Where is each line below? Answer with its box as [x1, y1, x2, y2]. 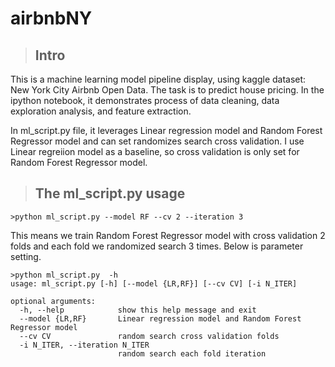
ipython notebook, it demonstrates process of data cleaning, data [10, 95, 280, 106]
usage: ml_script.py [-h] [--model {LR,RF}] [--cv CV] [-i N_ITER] [10, 278, 298, 289]
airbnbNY [10, 7, 93, 30]
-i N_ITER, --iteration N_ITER [19, 340, 150, 350]
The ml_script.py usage [34, 185, 186, 202]
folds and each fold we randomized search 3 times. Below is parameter [10, 240, 304, 252]
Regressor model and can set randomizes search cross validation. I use [10, 135, 305, 147]
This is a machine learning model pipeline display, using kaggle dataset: [10, 73, 307, 85]
